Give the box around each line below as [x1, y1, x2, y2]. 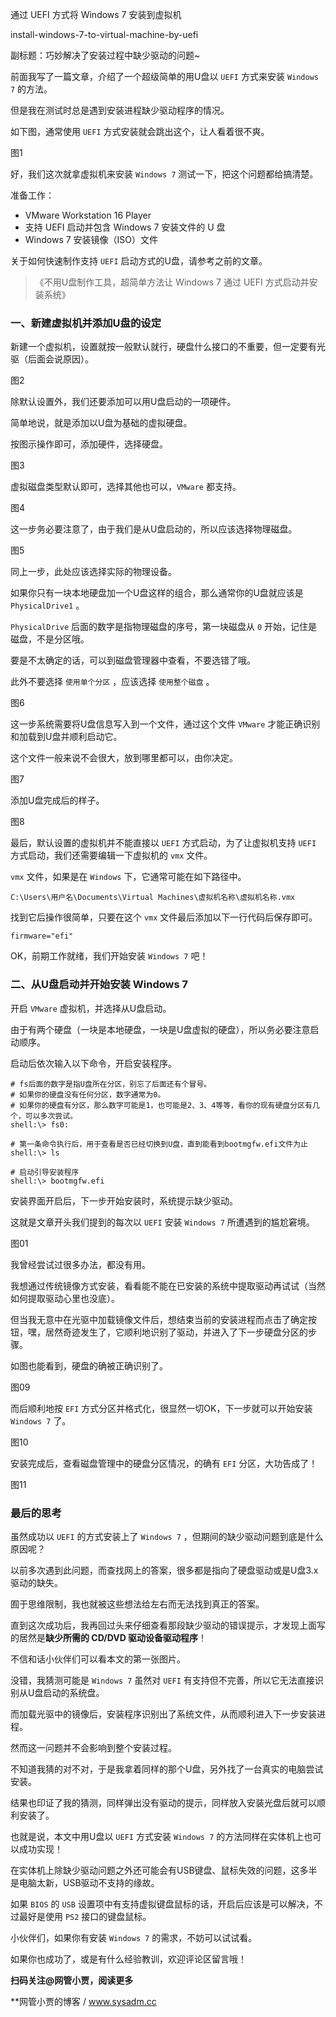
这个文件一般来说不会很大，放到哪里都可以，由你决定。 [10, 752, 238, 764]
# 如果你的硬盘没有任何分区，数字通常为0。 [10, 1089, 166, 1100]
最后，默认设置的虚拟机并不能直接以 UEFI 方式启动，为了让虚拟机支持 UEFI [10, 837, 317, 849]
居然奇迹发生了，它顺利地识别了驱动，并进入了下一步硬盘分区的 [44, 1326, 308, 1338]
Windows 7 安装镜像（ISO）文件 [24, 234, 159, 245]
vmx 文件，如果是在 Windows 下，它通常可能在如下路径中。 [10, 871, 247, 883]
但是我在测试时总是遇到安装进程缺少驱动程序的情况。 [10, 104, 230, 116]
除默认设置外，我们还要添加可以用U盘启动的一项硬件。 [10, 396, 237, 408]
